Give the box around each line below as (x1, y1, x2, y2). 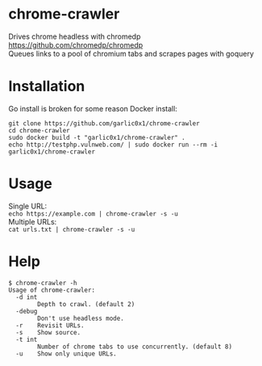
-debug (15, 307, 38, 315)
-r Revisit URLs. (15, 321, 85, 330)
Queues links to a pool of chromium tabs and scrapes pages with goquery (8, 48, 254, 58)
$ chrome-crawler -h (8, 279, 78, 287)
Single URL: (8, 201, 48, 211)
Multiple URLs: (8, 217, 57, 226)
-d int (15, 292, 38, 301)
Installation (8, 78, 85, 95)
